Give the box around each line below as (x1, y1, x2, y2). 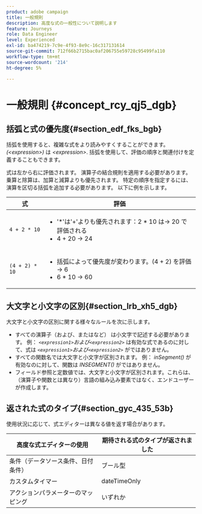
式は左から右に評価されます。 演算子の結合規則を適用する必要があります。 (6, 169, 191, 176)
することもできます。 (11, 156, 64, 163)
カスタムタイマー (9, 477, 58, 486)
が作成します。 (14, 384, 52, 391)
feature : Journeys (6, 25, 52, 32)
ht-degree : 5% (6, 65, 42, 71)
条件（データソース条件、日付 (9, 457, 94, 465)
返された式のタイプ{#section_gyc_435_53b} (6, 403, 174, 413)
